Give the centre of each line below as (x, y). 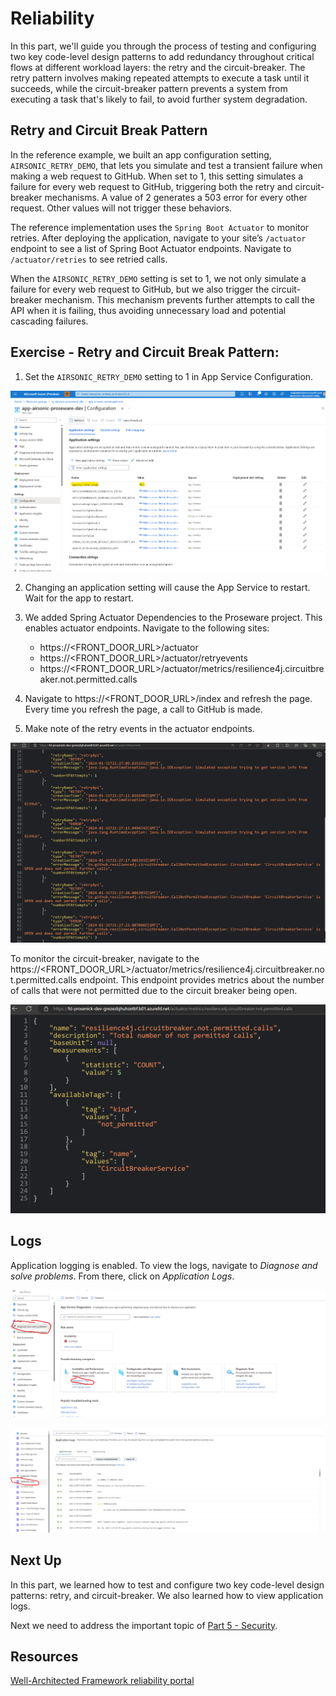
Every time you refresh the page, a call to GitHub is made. (143, 709)
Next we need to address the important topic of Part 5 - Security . (144, 1625)
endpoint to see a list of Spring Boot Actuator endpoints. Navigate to (151, 248)
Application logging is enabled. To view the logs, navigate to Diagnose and (164, 1265)
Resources (44, 1656)
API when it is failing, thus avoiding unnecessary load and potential (148, 310)
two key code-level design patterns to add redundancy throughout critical (162, 56)
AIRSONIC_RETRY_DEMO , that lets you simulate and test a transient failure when (166, 165)
